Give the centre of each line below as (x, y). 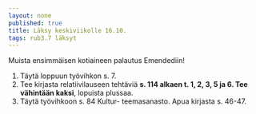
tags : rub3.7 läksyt (43, 38)
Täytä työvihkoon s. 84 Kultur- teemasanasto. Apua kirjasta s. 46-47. (133, 101)
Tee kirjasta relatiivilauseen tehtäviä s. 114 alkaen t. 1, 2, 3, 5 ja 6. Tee (134, 85)
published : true (35, 23)
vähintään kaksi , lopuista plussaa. (76, 93)
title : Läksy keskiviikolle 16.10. (68, 30)
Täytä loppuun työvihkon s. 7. (68, 76)
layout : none (30, 16)
